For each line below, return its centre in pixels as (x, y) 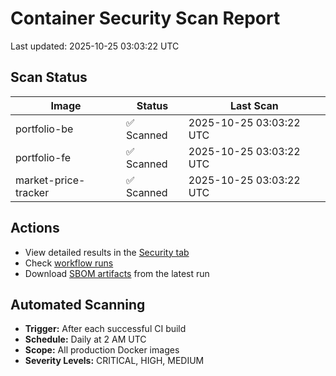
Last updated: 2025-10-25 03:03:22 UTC (95, 46)
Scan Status (49, 77)
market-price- (50, 180)
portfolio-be (44, 129)
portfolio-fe (43, 157)
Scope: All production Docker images (102, 350)
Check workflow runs (69, 263)
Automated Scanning (78, 304)
